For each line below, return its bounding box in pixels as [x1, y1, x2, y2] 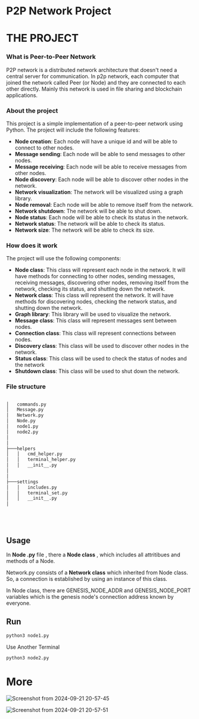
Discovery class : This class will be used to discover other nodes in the [14, 343, 189, 350]
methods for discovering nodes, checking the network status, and [14, 298, 177, 305]
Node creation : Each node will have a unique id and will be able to [14, 138, 178, 145]
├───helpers [6, 446, 36, 452]
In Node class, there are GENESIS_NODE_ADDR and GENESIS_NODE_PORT [6, 587, 191, 594]
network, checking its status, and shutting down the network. [14, 285, 166, 292]
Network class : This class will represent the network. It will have [14, 292, 174, 299]
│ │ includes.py [6, 484, 58, 490]
